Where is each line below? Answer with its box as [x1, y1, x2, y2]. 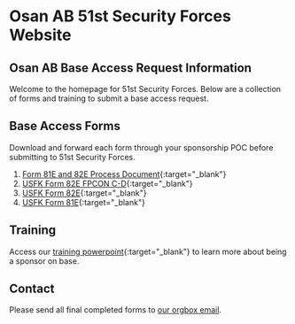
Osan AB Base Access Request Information [9, 60, 252, 75]
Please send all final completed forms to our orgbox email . [9, 305, 222, 315]
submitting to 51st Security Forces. [9, 151, 136, 162]
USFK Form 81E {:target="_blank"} [21, 197, 146, 207]
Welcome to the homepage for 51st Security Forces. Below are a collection [9, 84, 282, 94]
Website [9, 25, 72, 45]
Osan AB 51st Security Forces [9, 6, 232, 27]
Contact [9, 282, 55, 297]
